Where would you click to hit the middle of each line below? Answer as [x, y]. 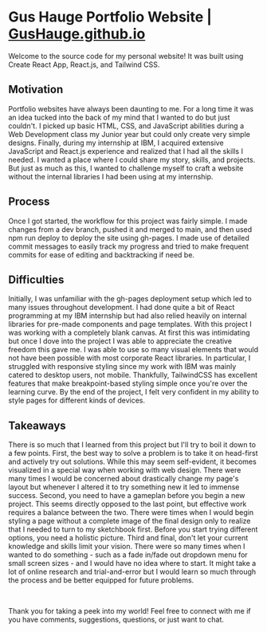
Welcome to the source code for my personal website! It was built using [126, 56]
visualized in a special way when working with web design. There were [125, 470]
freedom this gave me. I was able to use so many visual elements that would [133, 350]
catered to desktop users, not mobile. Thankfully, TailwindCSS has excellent [133, 375]
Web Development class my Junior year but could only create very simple [130, 134]
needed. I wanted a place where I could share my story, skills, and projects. [132, 159]
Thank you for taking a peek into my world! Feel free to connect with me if [130, 611]
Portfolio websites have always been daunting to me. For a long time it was [131, 108]
